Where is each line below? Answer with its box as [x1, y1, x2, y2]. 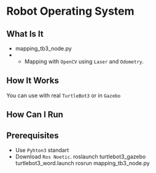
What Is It [6, 29, 44, 39]
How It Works [6, 75, 60, 86]
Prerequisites [6, 130, 59, 141]
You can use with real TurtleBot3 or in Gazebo [6, 92, 121, 99]
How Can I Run [6, 109, 63, 120]
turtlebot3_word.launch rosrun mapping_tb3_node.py [15, 160, 150, 167]
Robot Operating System [6, 4, 135, 18]
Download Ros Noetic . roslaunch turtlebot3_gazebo [15, 153, 146, 160]
